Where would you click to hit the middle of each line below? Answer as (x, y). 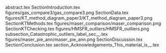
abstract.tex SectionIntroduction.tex (43, 7)
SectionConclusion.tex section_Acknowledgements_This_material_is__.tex (82, 45)
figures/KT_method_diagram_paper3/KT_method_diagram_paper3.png (79, 18)
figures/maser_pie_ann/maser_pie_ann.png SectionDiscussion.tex (74, 39)
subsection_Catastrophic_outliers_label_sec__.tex (57, 34)
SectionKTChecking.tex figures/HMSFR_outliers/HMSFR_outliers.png (77, 29)
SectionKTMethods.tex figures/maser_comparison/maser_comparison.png (83, 23)
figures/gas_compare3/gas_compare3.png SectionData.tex (67, 13)
